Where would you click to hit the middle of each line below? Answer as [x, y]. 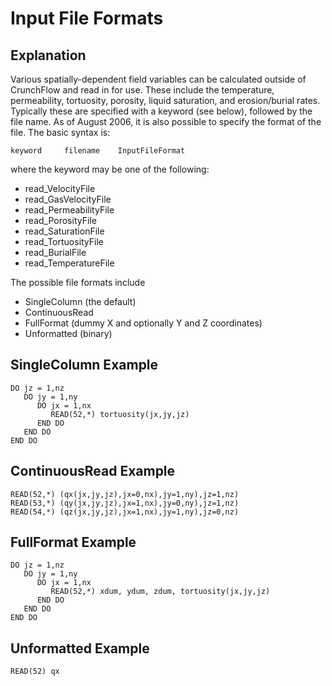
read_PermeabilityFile [69, 210]
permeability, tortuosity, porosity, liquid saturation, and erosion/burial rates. [165, 100]
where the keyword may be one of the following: [110, 169]
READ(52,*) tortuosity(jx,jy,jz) [120, 414]
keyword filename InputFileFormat [98, 151]
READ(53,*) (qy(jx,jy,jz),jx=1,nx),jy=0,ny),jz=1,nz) [125, 503]
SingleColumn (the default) [80, 301]
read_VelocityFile [60, 188]
